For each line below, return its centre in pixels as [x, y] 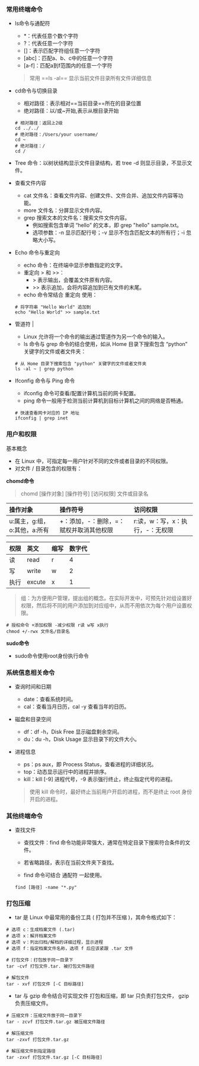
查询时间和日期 [33, 686]
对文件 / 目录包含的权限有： [48, 468]
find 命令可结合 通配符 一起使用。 [64, 875]
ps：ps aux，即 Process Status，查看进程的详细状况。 [90, 764]
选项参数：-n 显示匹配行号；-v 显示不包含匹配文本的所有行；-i [109, 233]
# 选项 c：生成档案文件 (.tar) [41, 930]
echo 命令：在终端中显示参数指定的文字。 [75, 265]
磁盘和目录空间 [33, 719]
